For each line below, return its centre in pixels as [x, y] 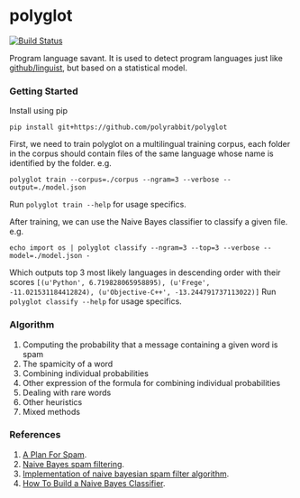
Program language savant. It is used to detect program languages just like [146, 58]
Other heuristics [52, 401]
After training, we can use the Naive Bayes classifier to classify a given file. [149, 222]
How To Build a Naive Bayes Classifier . [94, 483]
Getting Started [44, 91]
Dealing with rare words [67, 392]
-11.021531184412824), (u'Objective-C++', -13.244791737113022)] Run [143, 292]
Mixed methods [51, 411]
